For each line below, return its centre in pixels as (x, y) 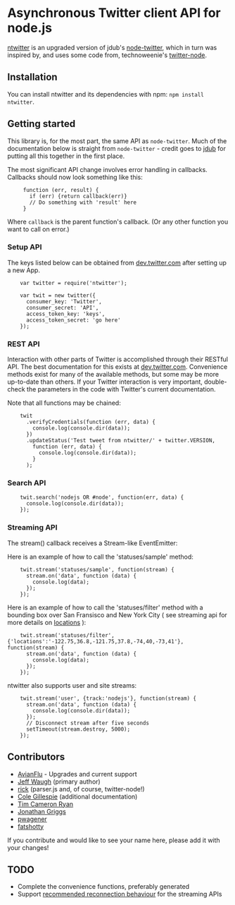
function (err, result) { (61, 190)
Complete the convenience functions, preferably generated (103, 887)
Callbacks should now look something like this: (75, 177)
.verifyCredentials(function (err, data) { (91, 422)
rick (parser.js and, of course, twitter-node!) (81, 789)
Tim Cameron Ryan (45, 804)
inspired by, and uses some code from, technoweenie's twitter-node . (107, 55)
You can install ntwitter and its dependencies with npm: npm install (106, 94)
